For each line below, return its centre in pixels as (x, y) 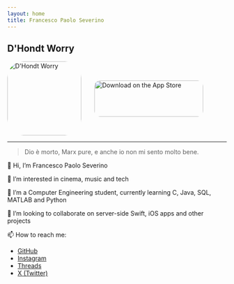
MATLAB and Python (37, 200)
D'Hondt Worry (41, 48)
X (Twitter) (32, 274)
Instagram (32, 258)
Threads (29, 266)
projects (19, 221)
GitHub (28, 251)
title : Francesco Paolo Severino (56, 20)
